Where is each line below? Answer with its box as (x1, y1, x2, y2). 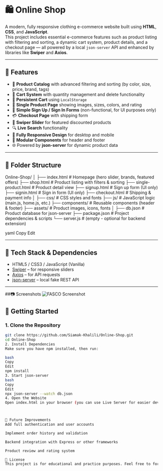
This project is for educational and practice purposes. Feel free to (5, 462, 151, 467)
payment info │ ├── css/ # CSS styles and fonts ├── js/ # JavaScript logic (5, 194, 155, 200)
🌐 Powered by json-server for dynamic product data (12, 142, 118, 148)
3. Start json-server (5, 373, 49, 378)
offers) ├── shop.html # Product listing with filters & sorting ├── (5, 179, 135, 185)
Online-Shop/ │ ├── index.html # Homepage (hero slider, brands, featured (5, 174, 154, 180)
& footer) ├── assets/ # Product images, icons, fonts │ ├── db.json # (5, 205, 145, 211)
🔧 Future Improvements (5, 418, 51, 422)
